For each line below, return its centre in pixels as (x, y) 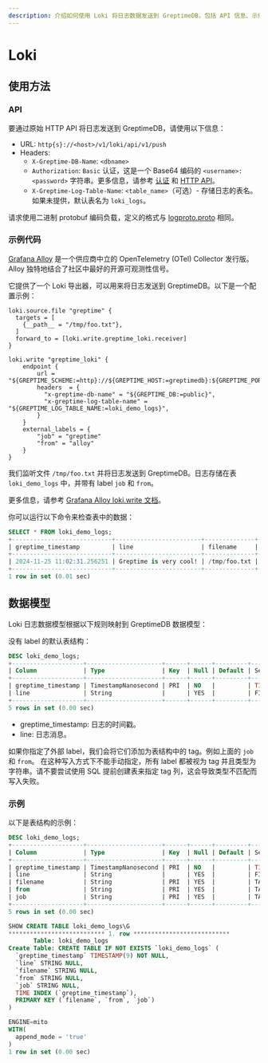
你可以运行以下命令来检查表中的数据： (71, 517)
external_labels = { (57, 429)
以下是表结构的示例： (43, 823)
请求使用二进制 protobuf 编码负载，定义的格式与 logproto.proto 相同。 (123, 217)
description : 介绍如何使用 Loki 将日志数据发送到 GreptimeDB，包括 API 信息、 (130, 16)
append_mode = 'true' (51, 1037)
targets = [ (35, 317)
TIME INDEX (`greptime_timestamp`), (76, 993)
